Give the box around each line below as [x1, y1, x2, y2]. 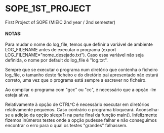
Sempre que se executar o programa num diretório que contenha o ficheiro [5, 67, 158, 73]
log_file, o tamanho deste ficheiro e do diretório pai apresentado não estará [5, 72, 159, 78]
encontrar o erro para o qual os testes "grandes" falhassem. [5, 123, 127, 129]
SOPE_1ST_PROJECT [5, 3, 91, 14]
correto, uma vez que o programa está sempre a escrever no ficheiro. [5, 77, 147, 83]
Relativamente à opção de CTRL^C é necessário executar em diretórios [5, 101, 150, 107]
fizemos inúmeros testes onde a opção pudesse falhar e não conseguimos [5, 117, 157, 123]
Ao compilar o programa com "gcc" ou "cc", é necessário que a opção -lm [5, 87, 157, 93]
